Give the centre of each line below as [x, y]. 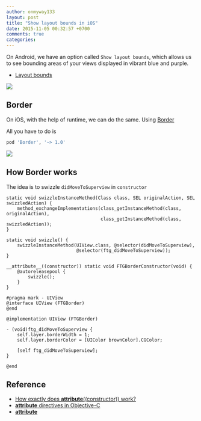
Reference [26, 385]
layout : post [23, 17]
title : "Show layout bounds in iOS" [52, 23]
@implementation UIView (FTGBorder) [52, 319]
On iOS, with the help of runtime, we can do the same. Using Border [90, 119]
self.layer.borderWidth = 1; [54, 334]
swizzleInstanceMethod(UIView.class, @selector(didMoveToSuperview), [106, 245]
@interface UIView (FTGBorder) [45, 303]
